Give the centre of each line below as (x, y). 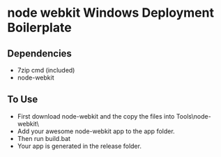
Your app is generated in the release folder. (79, 146)
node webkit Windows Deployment (111, 13)
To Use (23, 99)
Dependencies (39, 53)
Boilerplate (39, 28)
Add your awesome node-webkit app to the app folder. (96, 131)
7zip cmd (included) (46, 70)
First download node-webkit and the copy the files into (96, 116)
